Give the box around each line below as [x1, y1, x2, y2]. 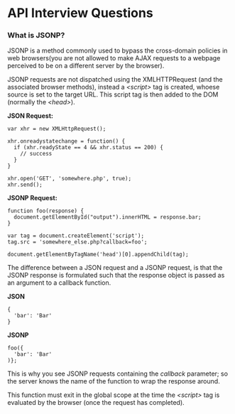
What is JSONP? [7, 31, 65, 40]
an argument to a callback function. [7, 278, 111, 287]
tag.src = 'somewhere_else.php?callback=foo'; [7, 239, 148, 246]
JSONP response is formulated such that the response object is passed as [7, 271, 225, 280]
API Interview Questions [7, 5, 154, 21]
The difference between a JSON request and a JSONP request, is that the [7, 263, 223, 272]
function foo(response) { [7, 207, 84, 214]
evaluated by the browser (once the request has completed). [7, 398, 185, 407]
